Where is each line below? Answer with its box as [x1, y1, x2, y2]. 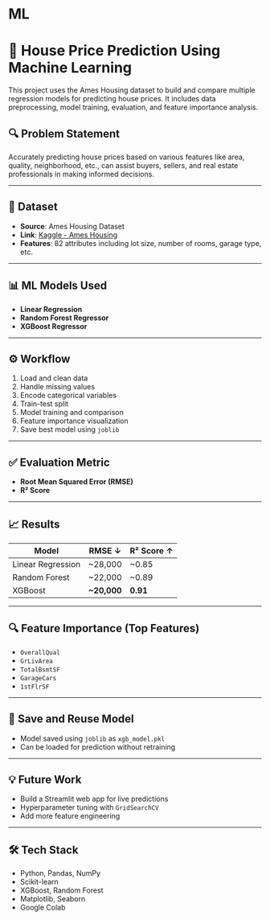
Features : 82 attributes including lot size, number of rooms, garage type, [19, 238, 262, 248]
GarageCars [19, 674, 57, 682]
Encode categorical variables [19, 391, 117, 400]
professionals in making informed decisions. [8, 169, 155, 179]
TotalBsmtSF [19, 665, 60, 674]
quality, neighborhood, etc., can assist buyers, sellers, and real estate [8, 160, 239, 170]
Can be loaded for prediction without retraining [19, 741, 176, 752]
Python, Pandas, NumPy [19, 869, 101, 878]
